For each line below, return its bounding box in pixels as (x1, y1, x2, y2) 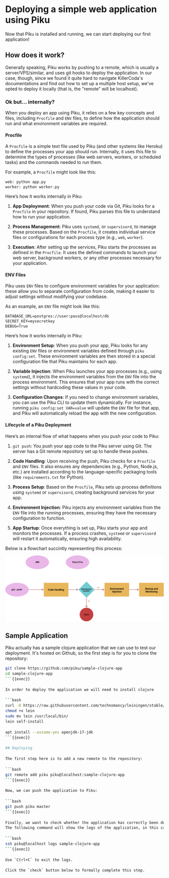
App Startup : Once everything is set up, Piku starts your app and (12, 524, 147, 531)
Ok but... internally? (5, 98, 55, 105)
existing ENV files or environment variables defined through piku (12, 348, 144, 354)
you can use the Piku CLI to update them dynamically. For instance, (12, 399, 152, 405)
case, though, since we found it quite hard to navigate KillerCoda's (5, 75, 143, 81)
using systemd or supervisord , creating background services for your (12, 489, 155, 495)
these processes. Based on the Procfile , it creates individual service (12, 229, 156, 235)
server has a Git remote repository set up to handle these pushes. (12, 448, 149, 454)
